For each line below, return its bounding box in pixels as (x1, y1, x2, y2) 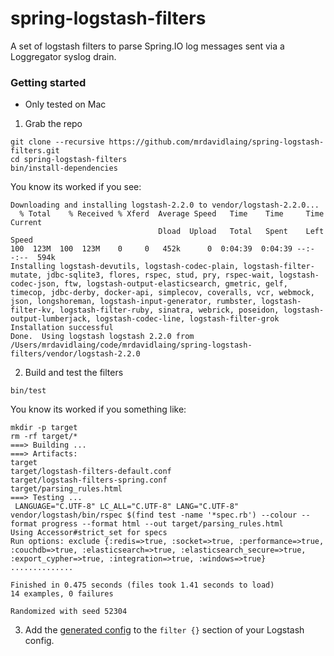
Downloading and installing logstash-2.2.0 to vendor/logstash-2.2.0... (10, 200, 320, 211)
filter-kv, (10, 305, 56, 316)
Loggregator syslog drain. (10, 50, 117, 62)
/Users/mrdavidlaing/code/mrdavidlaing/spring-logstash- (10, 340, 253, 351)
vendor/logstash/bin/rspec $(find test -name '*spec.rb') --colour (10, 510, 298, 521)
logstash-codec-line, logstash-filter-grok (95, 314, 280, 324)
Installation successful (10, 323, 114, 333)
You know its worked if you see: (10, 181, 142, 193)
